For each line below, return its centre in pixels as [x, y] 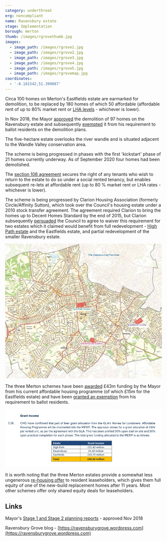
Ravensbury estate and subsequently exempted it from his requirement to [81, 124]
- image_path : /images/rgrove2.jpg [46, 52]
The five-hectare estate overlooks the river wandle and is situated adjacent [82, 139]
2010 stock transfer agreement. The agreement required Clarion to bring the [83, 210]
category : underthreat [29, 10]
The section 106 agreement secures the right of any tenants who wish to [79, 174]
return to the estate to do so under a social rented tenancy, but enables [78, 180]
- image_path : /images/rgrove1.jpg [46, 47]
